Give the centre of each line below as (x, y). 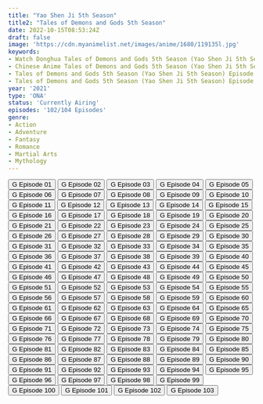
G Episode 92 (81, 370)
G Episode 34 (180, 247)
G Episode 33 (131, 247)
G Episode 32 (81, 247)
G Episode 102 (140, 390)
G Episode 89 (180, 360)
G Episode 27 (81, 236)
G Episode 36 (32, 257)
